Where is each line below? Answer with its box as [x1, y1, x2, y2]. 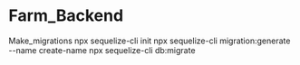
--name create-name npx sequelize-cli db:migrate [8, 44, 196, 55]
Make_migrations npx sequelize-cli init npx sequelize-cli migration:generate [8, 35, 291, 46]
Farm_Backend [8, 5, 124, 26]
